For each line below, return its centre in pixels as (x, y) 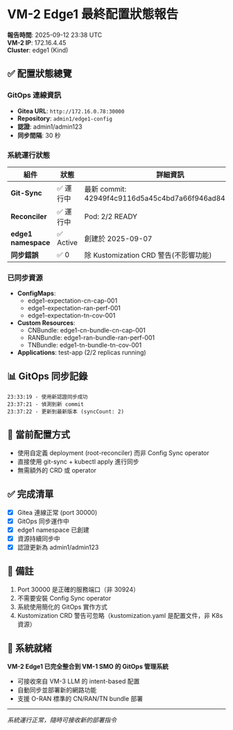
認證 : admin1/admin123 (50, 127)
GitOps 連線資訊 (34, 95)
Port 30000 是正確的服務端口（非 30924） (78, 589)
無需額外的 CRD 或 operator (57, 470)
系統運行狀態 (29, 155)
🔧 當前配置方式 (39, 435)
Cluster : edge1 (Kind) (38, 50)
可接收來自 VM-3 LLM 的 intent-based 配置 (78, 681)
